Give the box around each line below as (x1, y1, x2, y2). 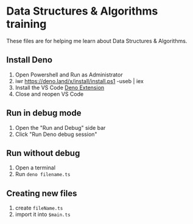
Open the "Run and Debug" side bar (15, 124, 106, 131)
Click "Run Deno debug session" (15, 131, 97, 138)
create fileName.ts (15, 205, 63, 212)
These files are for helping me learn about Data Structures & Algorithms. (6, 37, 188, 44)
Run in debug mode (6, 108, 82, 118)
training (6, 17, 47, 31)
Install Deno (6, 55, 53, 65)
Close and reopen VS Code (15, 90, 84, 98)
